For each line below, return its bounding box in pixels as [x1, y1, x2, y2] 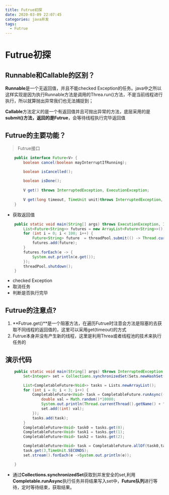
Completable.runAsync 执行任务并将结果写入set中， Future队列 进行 [12, 478, 153, 484]
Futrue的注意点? [5, 306, 57, 315]
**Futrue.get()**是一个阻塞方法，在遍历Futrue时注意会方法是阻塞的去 [12, 320, 158, 326]
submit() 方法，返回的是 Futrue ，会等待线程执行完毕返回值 [5, 115, 126, 121]
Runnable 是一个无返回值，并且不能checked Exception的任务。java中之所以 [5, 85, 162, 91]
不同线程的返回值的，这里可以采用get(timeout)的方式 [17, 327, 127, 333]
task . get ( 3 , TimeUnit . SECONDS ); [23, 448, 89, 453]
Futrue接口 [17, 145, 40, 151]
